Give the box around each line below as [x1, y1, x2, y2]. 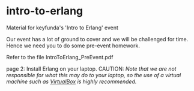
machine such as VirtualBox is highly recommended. [6, 78, 137, 85]
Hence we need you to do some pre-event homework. [6, 42, 140, 49]
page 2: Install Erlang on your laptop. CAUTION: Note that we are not [6, 65, 177, 72]
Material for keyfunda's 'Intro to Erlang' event [6, 24, 119, 31]
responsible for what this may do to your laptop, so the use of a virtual [6, 71, 181, 78]
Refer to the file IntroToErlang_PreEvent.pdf [6, 53, 114, 60]
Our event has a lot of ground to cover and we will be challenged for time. [6, 35, 189, 43]
